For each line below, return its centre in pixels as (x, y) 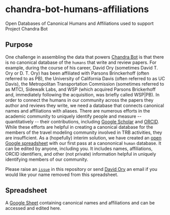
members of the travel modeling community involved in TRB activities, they (84, 132)
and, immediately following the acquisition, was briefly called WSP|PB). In (82, 94)
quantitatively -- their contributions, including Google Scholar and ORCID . (82, 121)
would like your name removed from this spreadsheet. (62, 174)
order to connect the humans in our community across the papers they (79, 100)
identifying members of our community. (47, 159)
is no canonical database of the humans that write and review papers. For (81, 62)
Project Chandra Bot (26, 28)
